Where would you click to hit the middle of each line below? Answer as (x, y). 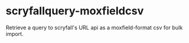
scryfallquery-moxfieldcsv (75, 11)
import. (15, 33)
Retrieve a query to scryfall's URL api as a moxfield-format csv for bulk (94, 27)
